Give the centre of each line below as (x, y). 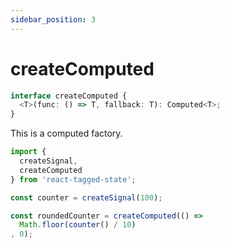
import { (28, 152)
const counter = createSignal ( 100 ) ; (86, 197)
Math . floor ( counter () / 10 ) (78, 225)
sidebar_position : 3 (53, 19)
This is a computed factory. (66, 133)
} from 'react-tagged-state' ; (73, 179)
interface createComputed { (69, 96)
